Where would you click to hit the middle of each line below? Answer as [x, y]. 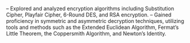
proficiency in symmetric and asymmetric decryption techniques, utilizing [95, 21]
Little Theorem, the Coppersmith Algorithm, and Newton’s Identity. [86, 34]
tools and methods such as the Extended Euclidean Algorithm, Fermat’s [93, 27]
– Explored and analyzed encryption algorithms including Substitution [90, 9]
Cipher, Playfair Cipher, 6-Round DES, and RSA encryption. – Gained [89, 15]
